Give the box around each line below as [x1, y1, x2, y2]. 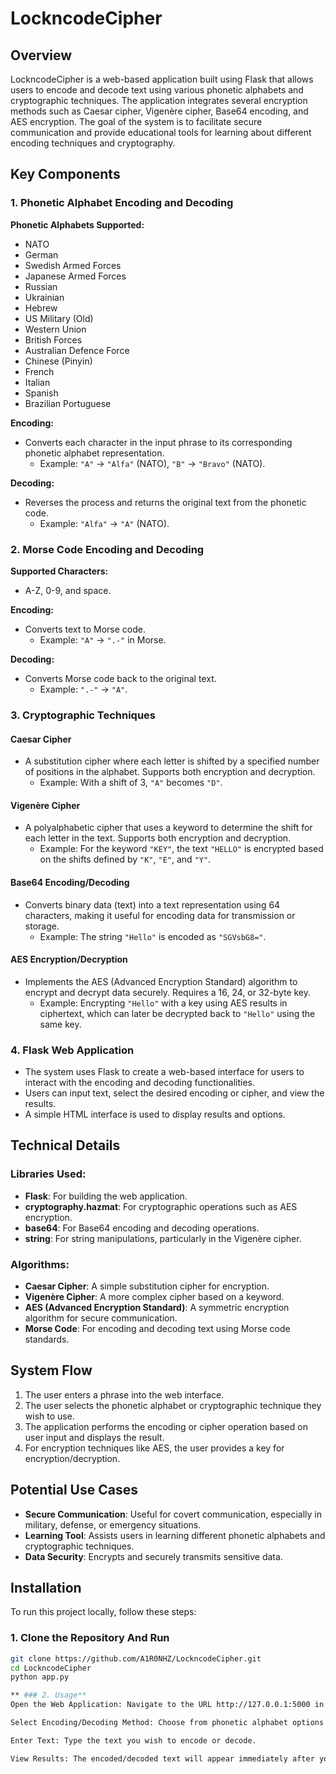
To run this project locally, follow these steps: [10, 1606, 197, 1618]
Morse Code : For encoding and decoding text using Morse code [24, 1323, 291, 1334]
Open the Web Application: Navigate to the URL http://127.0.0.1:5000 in [10, 1700, 325, 1710]
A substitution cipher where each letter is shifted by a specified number [24, 755, 320, 767]
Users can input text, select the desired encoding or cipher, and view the [24, 1087, 325, 1099]
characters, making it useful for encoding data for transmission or [24, 909, 296, 921]
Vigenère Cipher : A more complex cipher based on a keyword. [24, 1291, 285, 1302]
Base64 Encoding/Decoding [10, 876, 130, 888]
